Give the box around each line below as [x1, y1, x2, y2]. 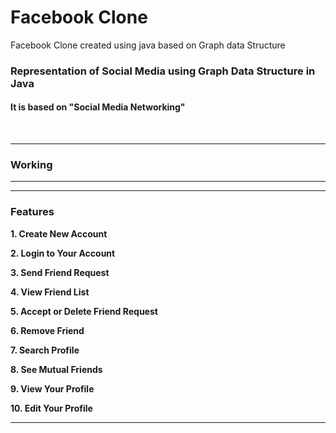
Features [10, 205, 55, 219]
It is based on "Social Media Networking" [10, 101, 186, 113]
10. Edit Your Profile [10, 402, 93, 414]
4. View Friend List [10, 286, 90, 298]
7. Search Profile [10, 344, 80, 356]
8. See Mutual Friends [10, 363, 103, 375]
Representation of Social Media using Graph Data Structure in [10, 64, 316, 78]
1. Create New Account [10, 227, 108, 240]
